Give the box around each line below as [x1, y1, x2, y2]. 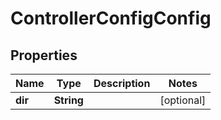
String [53, 93, 84, 107]
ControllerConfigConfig [10, 7, 212, 30]
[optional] [159, 93, 207, 107]
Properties [10, 47, 78, 64]
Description [93, 77, 151, 90]
